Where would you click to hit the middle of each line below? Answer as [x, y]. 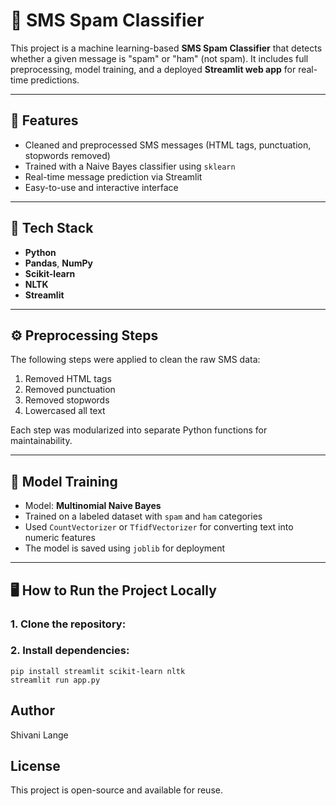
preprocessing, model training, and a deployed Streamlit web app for [153, 69]
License [35, 766]
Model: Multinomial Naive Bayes [93, 506]
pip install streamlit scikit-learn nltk [98, 671]
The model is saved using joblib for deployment [125, 548]
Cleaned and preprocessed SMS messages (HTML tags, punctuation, [168, 145]
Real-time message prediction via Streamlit [113, 176]
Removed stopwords [67, 400]
